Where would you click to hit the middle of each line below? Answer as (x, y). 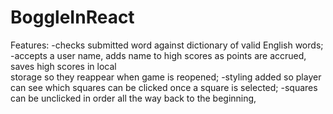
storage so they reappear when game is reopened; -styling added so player (166, 77)
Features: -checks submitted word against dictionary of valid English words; (167, 45)
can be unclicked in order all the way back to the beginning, (133, 98)
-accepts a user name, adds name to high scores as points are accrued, (158, 55)
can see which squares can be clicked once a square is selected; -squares (164, 87)
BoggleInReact (72, 17)
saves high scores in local (63, 66)
